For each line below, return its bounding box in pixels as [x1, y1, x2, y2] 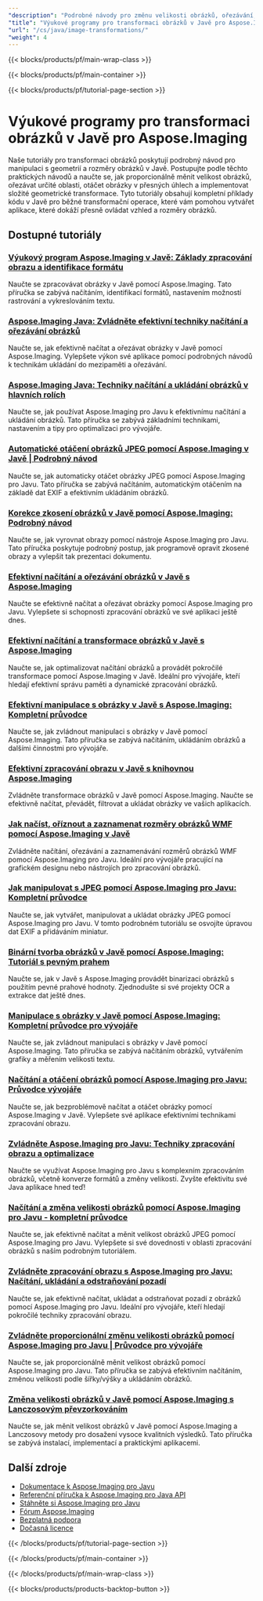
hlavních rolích [8, 389, 66, 400]
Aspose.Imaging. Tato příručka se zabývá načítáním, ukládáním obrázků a [8, 735, 247, 744]
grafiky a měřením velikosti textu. [8, 1055, 115, 1064]
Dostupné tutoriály [8, 228, 102, 242]
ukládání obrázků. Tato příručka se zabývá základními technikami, [8, 415, 221, 425]
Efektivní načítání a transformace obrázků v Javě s [8, 635, 205, 646]
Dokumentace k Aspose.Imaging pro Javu [19, 1482, 155, 1491]
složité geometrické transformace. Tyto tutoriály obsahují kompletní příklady [8, 189, 254, 199]
